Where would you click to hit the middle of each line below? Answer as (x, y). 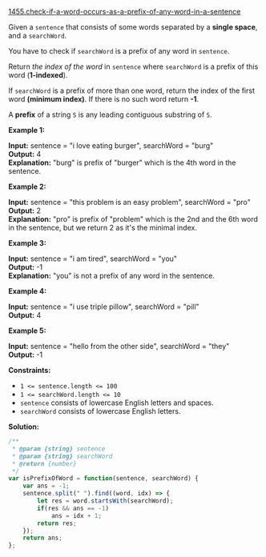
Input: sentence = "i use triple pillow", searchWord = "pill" (104, 307)
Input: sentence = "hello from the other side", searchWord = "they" (119, 346)
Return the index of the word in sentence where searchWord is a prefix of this (133, 66)
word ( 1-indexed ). (38, 75)
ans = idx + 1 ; (77, 515)
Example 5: (27, 331)
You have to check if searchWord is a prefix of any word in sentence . (119, 51)
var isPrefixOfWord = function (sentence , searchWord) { (103, 479)
